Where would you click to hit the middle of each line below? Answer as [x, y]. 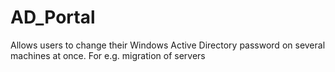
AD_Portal [53, 17]
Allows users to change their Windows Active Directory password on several [168, 45]
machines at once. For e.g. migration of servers [108, 55]
